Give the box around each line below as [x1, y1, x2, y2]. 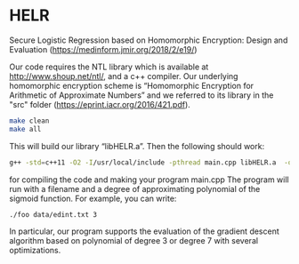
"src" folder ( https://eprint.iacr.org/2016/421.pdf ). [9, 99, 191, 109]
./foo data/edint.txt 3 [9, 210, 98, 219]
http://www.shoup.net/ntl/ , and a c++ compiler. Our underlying [9, 70, 238, 81]
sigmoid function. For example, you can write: [9, 193, 177, 204]
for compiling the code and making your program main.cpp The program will [9, 174, 289, 185]
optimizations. [9, 245, 61, 256]
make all [9, 124, 42, 133]
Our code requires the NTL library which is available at [9, 61, 209, 72]
